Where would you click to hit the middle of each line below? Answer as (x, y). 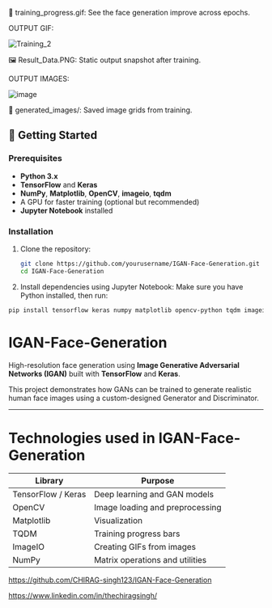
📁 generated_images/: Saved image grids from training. (100, 110)
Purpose (158, 481)
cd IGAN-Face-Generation (62, 271)
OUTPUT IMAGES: (39, 78)
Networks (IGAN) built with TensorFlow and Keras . (94, 374)
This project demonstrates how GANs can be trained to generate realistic (130, 389)
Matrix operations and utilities (151, 560)
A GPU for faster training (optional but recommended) (110, 201)
